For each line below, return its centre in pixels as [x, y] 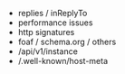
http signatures [46, 32]
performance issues [55, 23]
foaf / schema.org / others [67, 42]
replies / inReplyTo [53, 13]
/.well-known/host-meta [63, 61]
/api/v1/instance [48, 51]
